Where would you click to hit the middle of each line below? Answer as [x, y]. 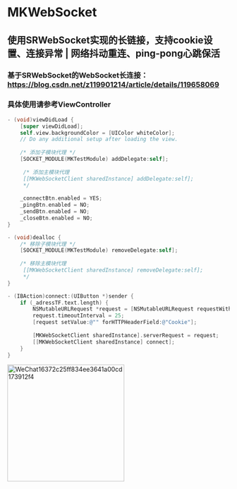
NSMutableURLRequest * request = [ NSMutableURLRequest [113, 309]
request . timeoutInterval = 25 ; [79, 316]
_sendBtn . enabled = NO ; [55, 212]
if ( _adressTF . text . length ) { [65, 303]
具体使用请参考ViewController [59, 104]
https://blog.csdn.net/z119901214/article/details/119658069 [114, 84]
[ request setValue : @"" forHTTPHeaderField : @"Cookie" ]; [115, 322]
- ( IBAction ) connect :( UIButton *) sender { [71, 296]
